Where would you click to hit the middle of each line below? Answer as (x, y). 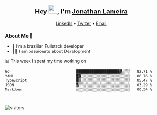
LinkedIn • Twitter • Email (81, 23)
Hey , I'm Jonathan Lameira (81, 12)
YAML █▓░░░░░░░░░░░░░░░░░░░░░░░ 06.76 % (78, 76)
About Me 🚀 (19, 36)
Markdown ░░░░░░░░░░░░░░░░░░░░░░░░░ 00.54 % (78, 89)
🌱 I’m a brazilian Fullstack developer (48, 46)
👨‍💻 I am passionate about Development (51, 51)
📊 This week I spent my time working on (45, 61)
